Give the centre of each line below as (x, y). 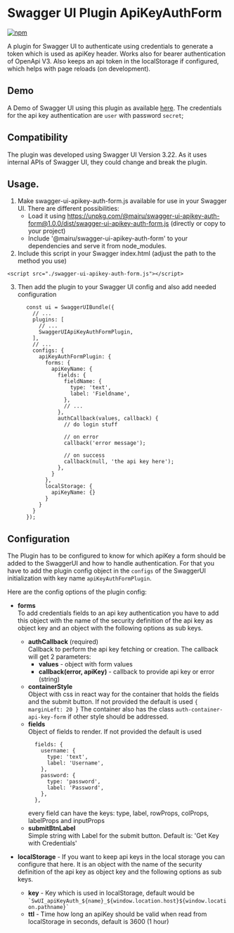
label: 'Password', (75, 788)
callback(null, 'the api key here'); (119, 462)
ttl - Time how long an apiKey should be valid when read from (117, 914)
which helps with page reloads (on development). (79, 68)
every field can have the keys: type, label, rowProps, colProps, (118, 813)
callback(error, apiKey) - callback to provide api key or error (126, 672)
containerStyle (50, 687)
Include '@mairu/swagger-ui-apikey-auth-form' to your (108, 238)
